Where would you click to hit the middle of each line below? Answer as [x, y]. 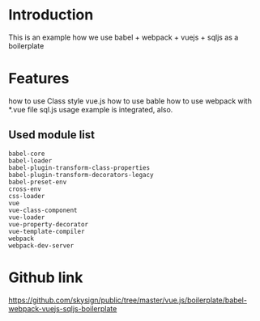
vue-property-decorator [49, 224]
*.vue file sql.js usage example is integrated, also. [91, 109]
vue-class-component [43, 210]
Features [39, 79]
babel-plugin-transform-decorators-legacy [81, 175]
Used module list [52, 135]
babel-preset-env [38, 182]
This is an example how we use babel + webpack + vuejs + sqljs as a [124, 37]
